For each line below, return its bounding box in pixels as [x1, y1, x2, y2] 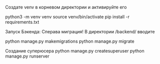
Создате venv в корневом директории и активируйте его [5, 4, 127, 10]
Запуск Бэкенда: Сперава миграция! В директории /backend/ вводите [5, 29, 155, 34]
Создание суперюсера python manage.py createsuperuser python [5, 48, 145, 54]
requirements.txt [5, 19, 39, 25]
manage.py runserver [5, 53, 50, 59]
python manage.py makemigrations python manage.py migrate [5, 38, 134, 44]
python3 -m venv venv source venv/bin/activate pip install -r [5, 14, 130, 19]
